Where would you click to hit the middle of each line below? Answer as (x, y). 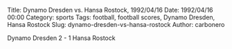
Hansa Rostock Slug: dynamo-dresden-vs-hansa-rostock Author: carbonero (116, 24)
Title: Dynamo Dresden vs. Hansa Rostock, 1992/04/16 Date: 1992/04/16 (110, 10)
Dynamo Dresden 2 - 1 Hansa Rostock (61, 38)
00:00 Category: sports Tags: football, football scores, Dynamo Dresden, (111, 17)
